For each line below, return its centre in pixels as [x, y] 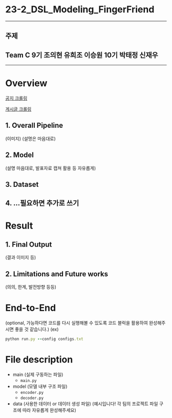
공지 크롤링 [16, 98]
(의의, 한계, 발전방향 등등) [31, 287]
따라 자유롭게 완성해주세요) [49, 410]
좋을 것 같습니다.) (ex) [37, 329]
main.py [28, 381]
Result [19, 226]
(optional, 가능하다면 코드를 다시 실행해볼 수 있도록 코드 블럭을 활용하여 [77, 323]
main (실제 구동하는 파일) [38, 375]
